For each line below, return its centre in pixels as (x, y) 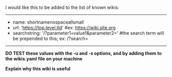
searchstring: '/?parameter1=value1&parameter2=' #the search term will (88, 33)
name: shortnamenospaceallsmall (48, 22)
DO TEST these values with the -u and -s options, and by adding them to (84, 53)
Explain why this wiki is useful (38, 69)
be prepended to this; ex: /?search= (50, 38)
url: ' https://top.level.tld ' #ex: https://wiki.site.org (64, 27)
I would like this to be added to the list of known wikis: (62, 7)
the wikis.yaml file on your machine (44, 59)
